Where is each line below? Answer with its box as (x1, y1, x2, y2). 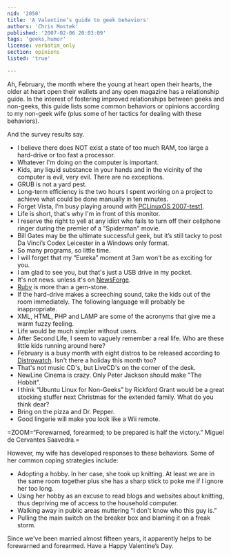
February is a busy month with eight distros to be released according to (17, 349, 221, 357)
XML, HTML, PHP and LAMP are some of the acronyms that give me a (17, 312, 216, 320)
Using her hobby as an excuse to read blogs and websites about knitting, (17, 491, 225, 500)
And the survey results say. (7, 130, 85, 138)
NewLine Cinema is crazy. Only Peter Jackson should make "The (17, 371, 202, 379)
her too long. (17, 484, 54, 492)
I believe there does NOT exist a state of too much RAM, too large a (17, 143, 209, 152)
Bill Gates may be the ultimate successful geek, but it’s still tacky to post (17, 231, 223, 240)
